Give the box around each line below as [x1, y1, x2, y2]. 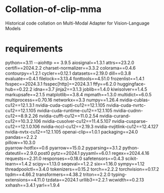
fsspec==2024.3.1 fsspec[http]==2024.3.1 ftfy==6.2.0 [5, 81, 117, 87]
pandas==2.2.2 [5, 134, 37, 140]
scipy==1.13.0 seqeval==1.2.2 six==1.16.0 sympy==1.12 [32, 160, 145, 166]
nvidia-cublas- [119, 97, 150, 103]
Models [5, 25, 21, 31]
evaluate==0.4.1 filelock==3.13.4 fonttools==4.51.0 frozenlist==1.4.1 [5, 75, 144, 81]
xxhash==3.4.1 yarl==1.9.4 [5, 182, 60, 188]
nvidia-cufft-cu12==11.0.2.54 [39, 113, 99, 119]
